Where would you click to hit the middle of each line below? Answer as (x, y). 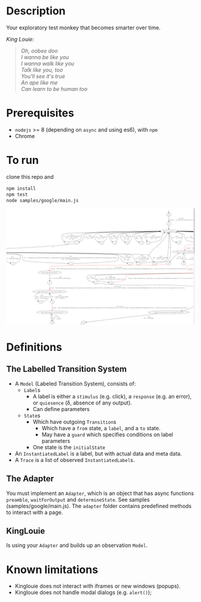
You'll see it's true (43, 76)
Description (36, 11)
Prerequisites (40, 113)
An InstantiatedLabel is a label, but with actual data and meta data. (98, 454)
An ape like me (39, 83)
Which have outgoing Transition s (74, 422)
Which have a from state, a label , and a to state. (101, 428)
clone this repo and (30, 177)
